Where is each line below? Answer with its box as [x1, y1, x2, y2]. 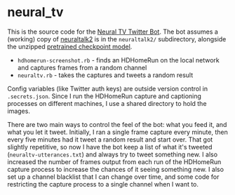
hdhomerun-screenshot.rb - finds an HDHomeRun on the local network [17, 55, 220, 64]
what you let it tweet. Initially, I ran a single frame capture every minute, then [7, 128, 228, 136]
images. [7, 107, 30, 115]
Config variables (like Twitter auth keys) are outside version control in [7, 84, 208, 93]
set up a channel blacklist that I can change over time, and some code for [7, 173, 220, 181]
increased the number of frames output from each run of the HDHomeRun [7, 157, 222, 166]
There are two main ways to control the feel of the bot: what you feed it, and [7, 120, 227, 128]
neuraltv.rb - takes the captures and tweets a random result [17, 71, 194, 79]
